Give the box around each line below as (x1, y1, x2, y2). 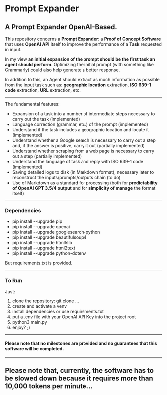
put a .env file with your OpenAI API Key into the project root (12, 314, 136, 320)
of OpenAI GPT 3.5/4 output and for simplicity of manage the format (12, 185, 156, 191)
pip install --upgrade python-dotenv (12, 250, 86, 256)
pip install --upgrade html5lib (12, 240, 72, 246)
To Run (5, 277, 22, 284)
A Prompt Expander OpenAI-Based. (5, 23, 118, 31)
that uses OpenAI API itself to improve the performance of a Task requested (5, 41, 162, 47)
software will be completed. (5, 346, 64, 352)
